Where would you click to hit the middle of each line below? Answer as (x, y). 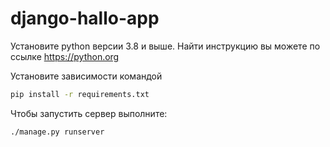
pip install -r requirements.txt (80, 94)
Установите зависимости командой (86, 76)
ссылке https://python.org (65, 56)
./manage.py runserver (57, 132)
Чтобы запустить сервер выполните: (89, 113)
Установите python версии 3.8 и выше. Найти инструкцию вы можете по (165, 46)
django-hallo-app (85, 18)
